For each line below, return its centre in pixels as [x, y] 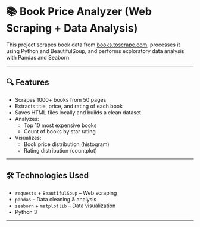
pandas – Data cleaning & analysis [56, 199]
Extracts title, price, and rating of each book [69, 106]
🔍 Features [28, 83]
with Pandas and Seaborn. [39, 57]
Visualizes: [28, 138]
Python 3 [26, 212]
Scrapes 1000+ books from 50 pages [60, 99]
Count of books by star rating [60, 131]
